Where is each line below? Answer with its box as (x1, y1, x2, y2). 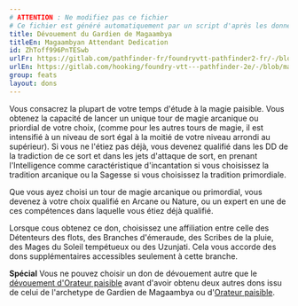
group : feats (9, 71, 58, 80)
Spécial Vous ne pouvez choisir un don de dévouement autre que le (9, 268, 257, 279)
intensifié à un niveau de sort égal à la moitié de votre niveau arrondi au (9, 131, 271, 142)
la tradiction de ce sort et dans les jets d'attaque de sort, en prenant (9, 150, 258, 161)
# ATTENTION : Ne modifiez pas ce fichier (9, 12, 169, 22)
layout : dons (9, 79, 58, 88)
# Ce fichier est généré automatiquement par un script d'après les (9, 21, 268, 30)
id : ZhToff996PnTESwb (9, 46, 90, 55)
